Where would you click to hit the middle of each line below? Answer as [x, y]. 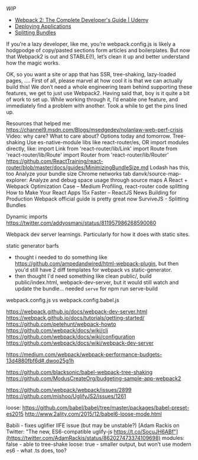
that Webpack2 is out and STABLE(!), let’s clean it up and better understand [98, 56]
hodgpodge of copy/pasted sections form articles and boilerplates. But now [98, 50]
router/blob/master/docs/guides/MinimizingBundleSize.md [77, 167]
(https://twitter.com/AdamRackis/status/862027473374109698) [83, 438]
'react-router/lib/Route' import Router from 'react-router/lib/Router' [87, 155]
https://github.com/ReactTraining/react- [55, 161]
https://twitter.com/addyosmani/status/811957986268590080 [81, 223]
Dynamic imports [27, 216]
